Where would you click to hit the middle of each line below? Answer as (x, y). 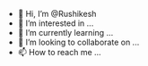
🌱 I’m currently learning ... (65, 33)
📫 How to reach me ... (59, 52)
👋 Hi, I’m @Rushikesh (57, 14)
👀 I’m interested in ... (56, 23)
